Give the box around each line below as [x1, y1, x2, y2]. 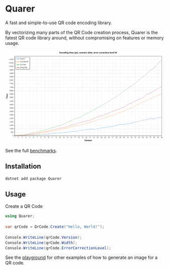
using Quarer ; [5, 214, 35, 219]
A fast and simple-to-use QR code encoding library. [5, 20, 112, 26]
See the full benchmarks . [5, 147, 57, 153]
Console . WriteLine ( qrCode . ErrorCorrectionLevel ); [5, 245, 112, 250]
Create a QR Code [5, 203, 43, 209]
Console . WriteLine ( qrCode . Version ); [5, 235, 82, 240]
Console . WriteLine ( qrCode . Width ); [5, 240, 78, 245]
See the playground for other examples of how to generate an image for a [5, 254, 158, 260]
